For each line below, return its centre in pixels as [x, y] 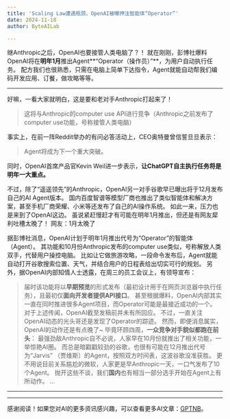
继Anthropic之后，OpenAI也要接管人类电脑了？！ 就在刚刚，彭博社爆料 [107, 53]
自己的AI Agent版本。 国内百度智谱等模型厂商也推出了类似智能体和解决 [107, 198]
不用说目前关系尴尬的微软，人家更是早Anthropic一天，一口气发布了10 [122, 364]
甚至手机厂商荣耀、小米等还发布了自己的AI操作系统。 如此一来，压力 [116, 206]
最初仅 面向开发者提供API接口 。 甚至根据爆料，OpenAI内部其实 [133, 296]
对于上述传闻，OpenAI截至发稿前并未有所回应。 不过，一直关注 [113, 313]
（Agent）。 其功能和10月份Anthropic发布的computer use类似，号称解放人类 [114, 247]
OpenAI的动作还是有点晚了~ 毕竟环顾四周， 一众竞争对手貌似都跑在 [118, 330]
